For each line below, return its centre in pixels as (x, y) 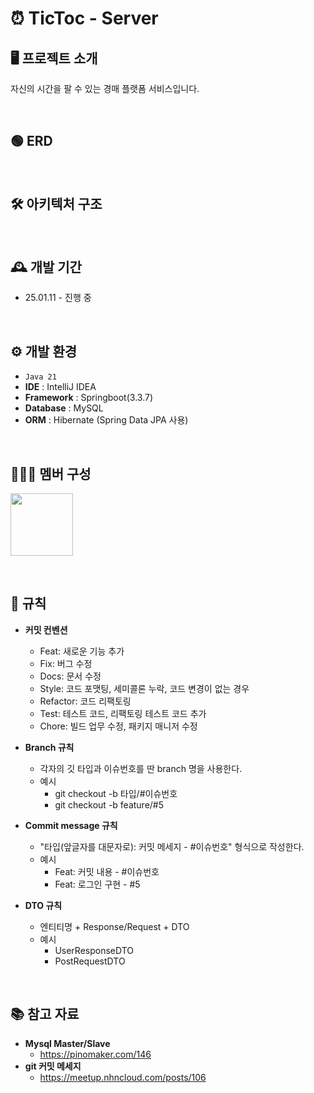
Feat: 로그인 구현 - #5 (97, 884)
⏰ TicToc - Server (84, 18)
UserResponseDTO (94, 950)
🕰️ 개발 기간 (46, 267)
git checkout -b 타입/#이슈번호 (116, 793)
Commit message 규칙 (71, 825)
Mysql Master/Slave (67, 1043)
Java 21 (40, 377)
